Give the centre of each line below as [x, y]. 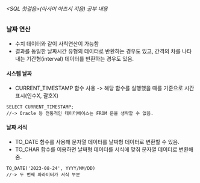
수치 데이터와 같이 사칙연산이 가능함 [57, 43]
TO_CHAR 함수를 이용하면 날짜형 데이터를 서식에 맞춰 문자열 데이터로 [96, 149]
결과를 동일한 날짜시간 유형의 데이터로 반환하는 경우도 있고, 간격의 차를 [98, 51]
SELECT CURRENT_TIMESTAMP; [40, 107]
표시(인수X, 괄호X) [37, 95]
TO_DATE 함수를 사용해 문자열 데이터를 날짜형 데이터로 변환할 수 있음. [97, 141]
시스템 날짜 [19, 73]
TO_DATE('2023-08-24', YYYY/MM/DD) [51, 168]
